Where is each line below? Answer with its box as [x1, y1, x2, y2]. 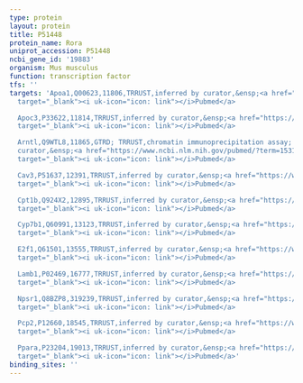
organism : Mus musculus [9, 64, 99, 73]
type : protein [9, 13, 63, 23]
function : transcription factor [9, 72, 131, 81]
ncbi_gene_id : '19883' [9, 55, 95, 64]
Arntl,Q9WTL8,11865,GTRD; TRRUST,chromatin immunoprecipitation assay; [17, 138, 293, 147]
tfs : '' [9, 80, 39, 89]
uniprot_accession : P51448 [9, 47, 111, 56]
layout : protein [9, 22, 70, 31]
